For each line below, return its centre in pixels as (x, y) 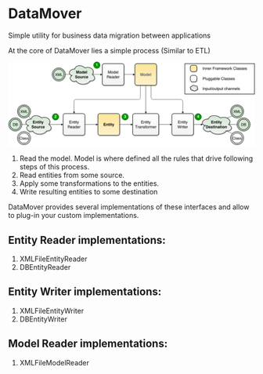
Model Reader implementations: (88, 344)
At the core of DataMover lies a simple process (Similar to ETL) (110, 50)
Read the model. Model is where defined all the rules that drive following (136, 158)
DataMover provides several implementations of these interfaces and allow (129, 207)
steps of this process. (54, 167)
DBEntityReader (45, 267)
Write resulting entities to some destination (88, 192)
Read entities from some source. (72, 175)
